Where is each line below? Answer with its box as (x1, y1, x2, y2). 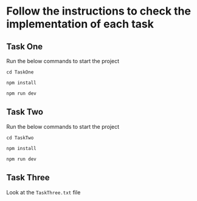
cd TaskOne (6, 69, 34, 75)
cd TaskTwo (6, 135, 34, 141)
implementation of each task (6, 17, 154, 31)
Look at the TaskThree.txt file (6, 188, 81, 196)
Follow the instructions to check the (6, 4, 192, 18)
